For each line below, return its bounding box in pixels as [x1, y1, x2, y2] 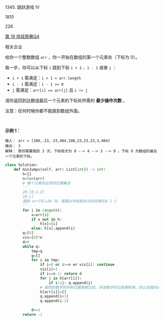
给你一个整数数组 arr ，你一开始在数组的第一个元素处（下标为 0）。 [5, 54, 140, 60]
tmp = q [31, 248, 42, 254]
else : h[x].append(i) [31, 226, 76, 231]
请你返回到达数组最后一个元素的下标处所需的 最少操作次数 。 [5, 98, 127, 103]
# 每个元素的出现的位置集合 [22, 181, 71, 185]
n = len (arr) [22, 176, 45, 181]
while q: [22, 244, 41, 249]
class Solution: [5, 162, 38, 167]
